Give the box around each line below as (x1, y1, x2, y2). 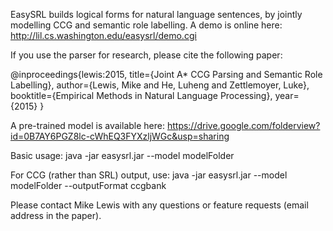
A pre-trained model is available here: (10, 120, 165, 131)
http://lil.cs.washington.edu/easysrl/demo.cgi (10, 30, 197, 41)
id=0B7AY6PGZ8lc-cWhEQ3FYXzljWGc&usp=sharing (10, 130, 230, 142)
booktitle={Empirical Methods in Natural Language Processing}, (10, 90, 273, 101)
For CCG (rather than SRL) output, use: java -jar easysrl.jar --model (10, 169, 288, 181)
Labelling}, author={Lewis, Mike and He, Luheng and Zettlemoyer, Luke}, (10, 79, 310, 91)
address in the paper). (10, 210, 102, 221)
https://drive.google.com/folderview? (166, 120, 321, 131)
